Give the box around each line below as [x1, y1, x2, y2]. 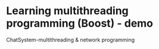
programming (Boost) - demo [6, 17, 154, 30]
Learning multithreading [6, 4, 129, 18]
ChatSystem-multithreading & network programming [6, 36, 135, 43]
